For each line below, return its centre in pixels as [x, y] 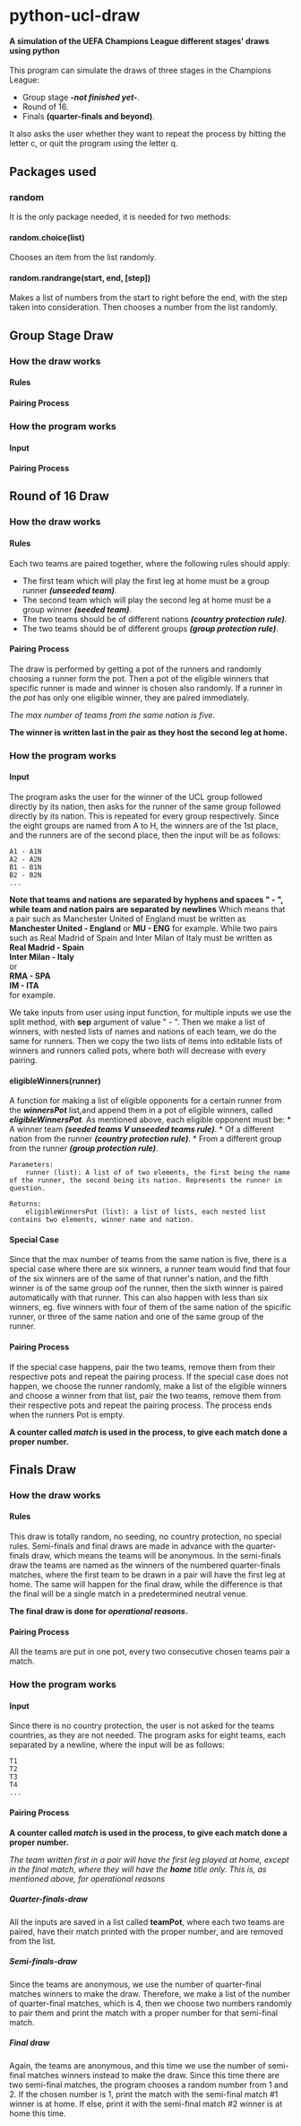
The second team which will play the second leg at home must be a [146, 600]
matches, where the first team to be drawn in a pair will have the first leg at [147, 1575]
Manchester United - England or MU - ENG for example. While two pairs [143, 928]
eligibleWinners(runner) [55, 1081]
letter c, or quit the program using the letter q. [94, 144]
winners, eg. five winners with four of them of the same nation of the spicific [150, 1307]
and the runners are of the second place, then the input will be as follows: [145, 835]
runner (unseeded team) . [69, 590]
